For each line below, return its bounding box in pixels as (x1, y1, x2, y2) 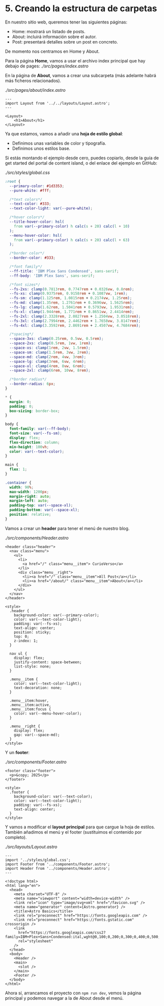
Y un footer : (5, 749, 30, 755)
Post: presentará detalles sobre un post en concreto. (12, 39, 118, 44)
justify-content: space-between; (14, 660, 82, 665)
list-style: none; (14, 664, 51, 669)
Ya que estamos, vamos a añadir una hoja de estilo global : (5, 130, 123, 137)
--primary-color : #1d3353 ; (9, 184, 64, 189)
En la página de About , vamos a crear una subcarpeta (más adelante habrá (5, 72, 156, 78)
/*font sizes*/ (9, 282, 41, 287)
